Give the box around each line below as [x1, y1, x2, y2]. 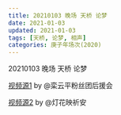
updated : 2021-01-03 [8, 26, 77, 34]
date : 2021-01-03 [8, 19, 66, 27]
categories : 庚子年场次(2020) [8, 41, 102, 49]
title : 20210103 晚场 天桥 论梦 [8, 11, 108, 20]
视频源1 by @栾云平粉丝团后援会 [8, 81, 113, 90]
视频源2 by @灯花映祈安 [8, 98, 87, 107]
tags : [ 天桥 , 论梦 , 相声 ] [8, 33, 87, 42]
